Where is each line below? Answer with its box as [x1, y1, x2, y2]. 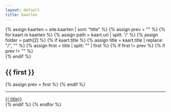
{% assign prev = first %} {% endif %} [5, 81, 85, 88]
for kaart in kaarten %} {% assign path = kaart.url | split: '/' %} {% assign [5, 32, 158, 38]
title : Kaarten [5, 12, 38, 17]
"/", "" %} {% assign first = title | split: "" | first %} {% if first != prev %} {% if [5, 42, 165, 48]
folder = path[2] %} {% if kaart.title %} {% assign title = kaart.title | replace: [5, 37, 163, 43]
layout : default [5, 7, 40, 13]
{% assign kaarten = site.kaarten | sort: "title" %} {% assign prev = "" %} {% [5, 26, 165, 32]
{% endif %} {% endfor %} [5, 101, 62, 107]
